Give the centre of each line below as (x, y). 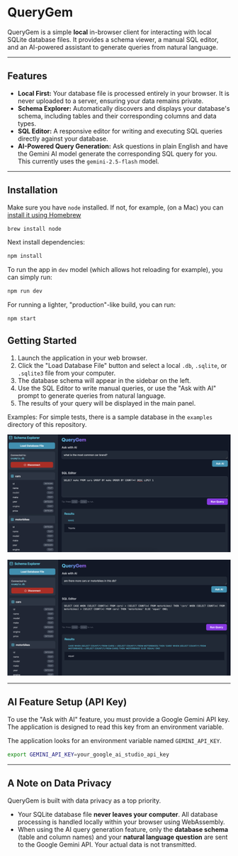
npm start (22, 319)
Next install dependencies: (46, 242)
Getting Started (42, 341)
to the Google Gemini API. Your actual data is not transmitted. (107, 844)
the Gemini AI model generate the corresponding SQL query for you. (117, 153)
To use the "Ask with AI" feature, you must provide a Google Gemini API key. (119, 719)
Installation (33, 190)
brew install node (34, 229)
